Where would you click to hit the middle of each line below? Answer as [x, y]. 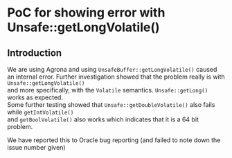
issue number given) [36, 147]
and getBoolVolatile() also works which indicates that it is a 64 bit [103, 119]
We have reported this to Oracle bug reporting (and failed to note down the [114, 140]
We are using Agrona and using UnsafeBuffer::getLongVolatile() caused [112, 69]
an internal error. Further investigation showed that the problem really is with [116, 77]
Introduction [35, 53]
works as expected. [35, 97]
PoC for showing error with [86, 13]
